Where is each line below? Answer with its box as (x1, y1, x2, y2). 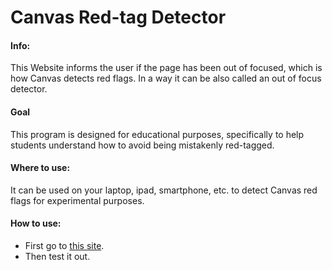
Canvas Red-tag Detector (10, 6, 227, 29)
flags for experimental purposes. (10, 194, 145, 206)
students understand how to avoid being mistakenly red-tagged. (10, 139, 275, 151)
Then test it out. (24, 251, 91, 262)
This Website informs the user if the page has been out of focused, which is (10, 62, 323, 74)
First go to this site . (24, 240, 105, 251)
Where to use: (10, 162, 71, 174)
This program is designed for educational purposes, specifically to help (10, 128, 305, 140)
